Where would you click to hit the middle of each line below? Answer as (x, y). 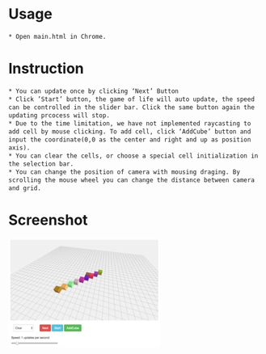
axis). (19, 147)
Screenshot (48, 220)
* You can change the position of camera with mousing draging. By (125, 172)
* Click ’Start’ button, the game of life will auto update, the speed (131, 99)
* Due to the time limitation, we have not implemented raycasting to (130, 123)
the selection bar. (41, 164)
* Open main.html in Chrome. (57, 36)
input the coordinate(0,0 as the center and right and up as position (130, 139)
